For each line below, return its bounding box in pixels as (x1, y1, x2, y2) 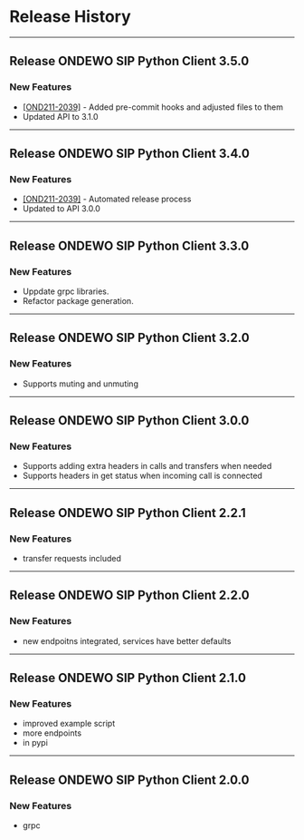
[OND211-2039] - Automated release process (22, 193, 192, 205)
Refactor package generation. (22, 296, 134, 306)
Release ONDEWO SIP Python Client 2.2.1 (9, 505, 246, 521)
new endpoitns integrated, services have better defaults (22, 635, 232, 646)
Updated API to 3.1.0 (22, 111, 99, 122)
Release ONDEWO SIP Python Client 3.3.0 (9, 238, 250, 253)
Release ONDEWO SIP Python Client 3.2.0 (9, 330, 251, 346)
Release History (9, 6, 131, 27)
